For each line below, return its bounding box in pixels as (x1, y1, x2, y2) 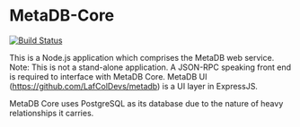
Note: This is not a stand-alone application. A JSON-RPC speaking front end (9, 62, 292, 72)
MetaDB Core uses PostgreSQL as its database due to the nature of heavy (9, 97, 284, 108)
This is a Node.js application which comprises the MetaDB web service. (9, 52, 275, 63)
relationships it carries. (9, 107, 94, 118)
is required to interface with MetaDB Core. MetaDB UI (9, 71, 207, 81)
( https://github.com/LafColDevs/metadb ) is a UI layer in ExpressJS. (9, 80, 259, 91)
